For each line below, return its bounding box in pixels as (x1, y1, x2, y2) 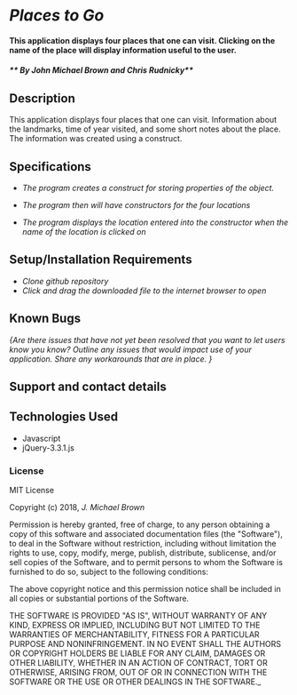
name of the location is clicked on (21, 227, 146, 236)
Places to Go (9, 5, 105, 26)
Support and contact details (9, 379, 167, 395)
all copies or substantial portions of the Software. (9, 593, 189, 604)
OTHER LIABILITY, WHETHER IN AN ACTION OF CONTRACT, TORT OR (9, 658, 268, 668)
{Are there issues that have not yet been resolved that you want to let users (9, 334, 285, 345)
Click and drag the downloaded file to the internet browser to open (21, 285, 267, 296)
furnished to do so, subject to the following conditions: (9, 566, 208, 578)
